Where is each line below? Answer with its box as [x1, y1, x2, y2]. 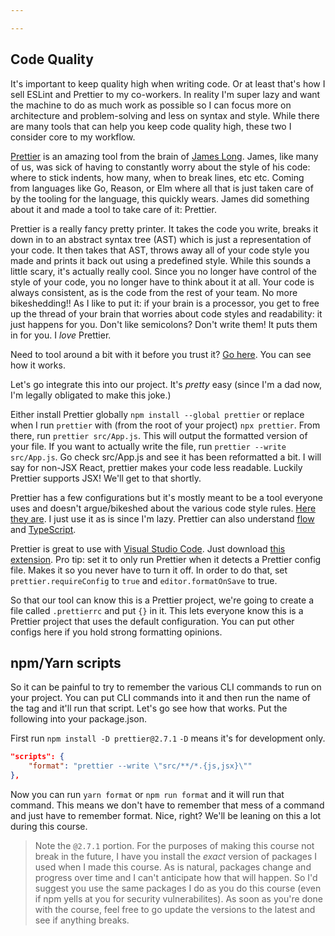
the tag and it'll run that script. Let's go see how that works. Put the [10, 702, 288, 715]
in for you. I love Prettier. [10, 329, 112, 341]
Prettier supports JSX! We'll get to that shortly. [10, 472, 202, 484]
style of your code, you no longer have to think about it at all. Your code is [10, 276, 315, 288]
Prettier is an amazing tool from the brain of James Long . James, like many [10, 150, 319, 162]
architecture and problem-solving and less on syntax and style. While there [10, 109, 320, 121]
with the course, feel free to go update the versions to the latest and [34, 904, 316, 915]
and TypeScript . [10, 523, 77, 535]
